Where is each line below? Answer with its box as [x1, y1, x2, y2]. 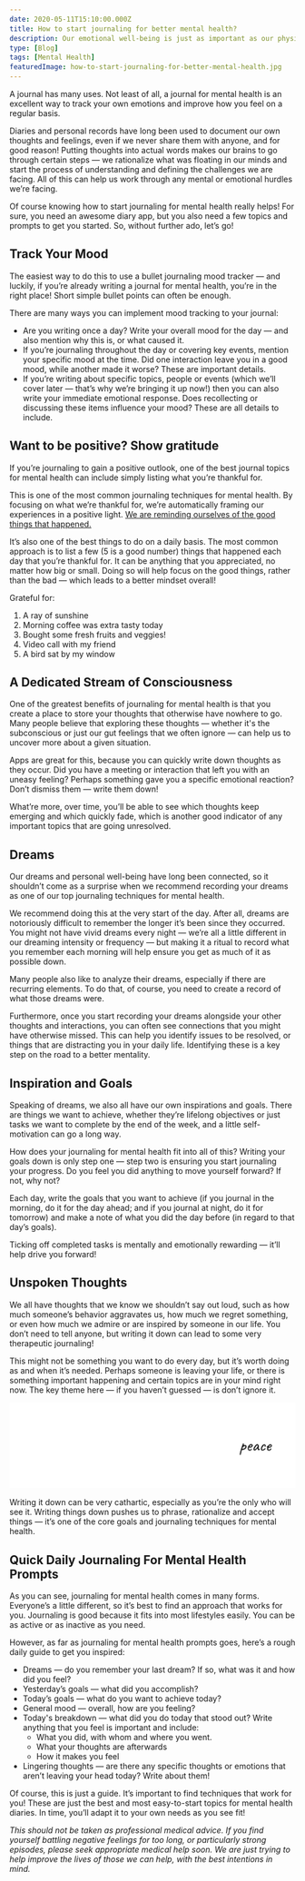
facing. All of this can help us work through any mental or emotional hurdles [9, 173, 293, 184]
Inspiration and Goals [9, 1076, 133, 1091]
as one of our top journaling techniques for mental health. [9, 891, 225, 901]
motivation [9, 1128, 49, 1139]
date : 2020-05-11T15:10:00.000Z [9, 15, 132, 24]
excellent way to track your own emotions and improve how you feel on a [9, 98, 283, 109]
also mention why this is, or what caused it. [22, 334, 184, 345]
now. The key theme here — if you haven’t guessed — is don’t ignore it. [9, 1384, 277, 1395]
